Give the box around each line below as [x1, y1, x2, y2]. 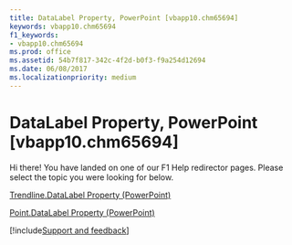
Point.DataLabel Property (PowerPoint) [9, 207, 155, 218]
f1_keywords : [9, 30, 59, 39]
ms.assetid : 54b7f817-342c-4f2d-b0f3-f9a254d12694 [9, 56, 206, 65]
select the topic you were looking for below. [9, 171, 174, 183]
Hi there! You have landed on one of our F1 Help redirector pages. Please [9, 162, 284, 173]
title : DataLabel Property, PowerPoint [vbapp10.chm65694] [9, 13, 239, 23]
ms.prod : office [9, 48, 71, 57]
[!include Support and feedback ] [9, 225, 130, 236]
